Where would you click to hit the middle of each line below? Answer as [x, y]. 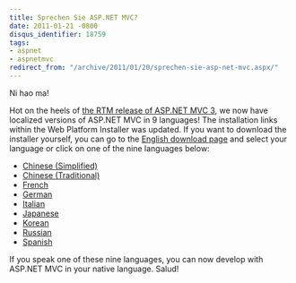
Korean [35, 223]
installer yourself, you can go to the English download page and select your [148, 139]
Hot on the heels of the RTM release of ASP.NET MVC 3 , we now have [139, 110]
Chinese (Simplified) [60, 166]
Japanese [41, 213]
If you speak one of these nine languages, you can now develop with [136, 259]
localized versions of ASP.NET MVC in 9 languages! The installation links [144, 120]
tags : [19, 43]
